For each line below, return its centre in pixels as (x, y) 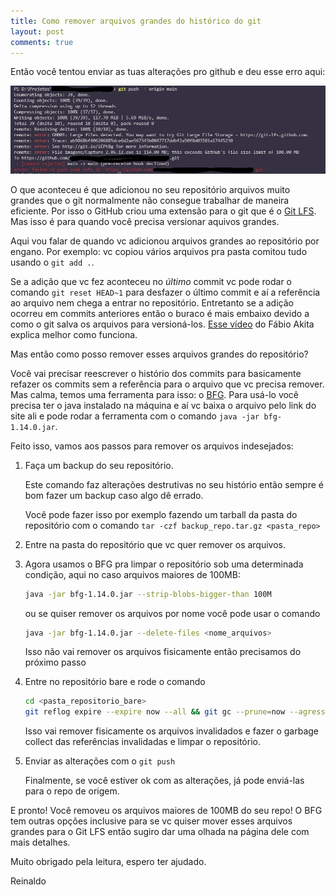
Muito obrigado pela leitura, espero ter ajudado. (108, 862)
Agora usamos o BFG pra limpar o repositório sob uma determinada (164, 564)
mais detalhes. (40, 842)
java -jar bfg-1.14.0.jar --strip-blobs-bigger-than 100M (148, 594)
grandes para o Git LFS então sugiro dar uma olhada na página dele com (160, 832)
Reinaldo (28, 881)
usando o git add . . (52, 262)
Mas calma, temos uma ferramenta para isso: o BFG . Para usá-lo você (155, 394)
